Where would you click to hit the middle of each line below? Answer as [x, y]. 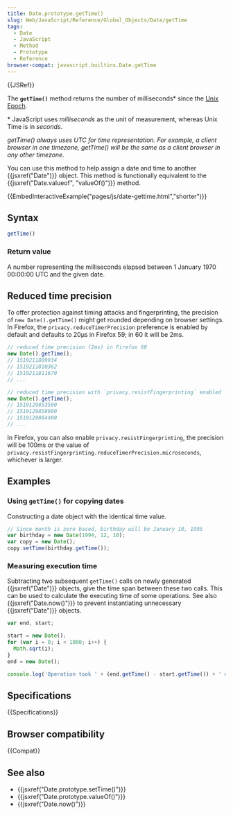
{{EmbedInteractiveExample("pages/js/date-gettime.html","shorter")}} [107, 196]
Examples [29, 481]
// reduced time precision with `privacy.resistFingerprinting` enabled [114, 392]
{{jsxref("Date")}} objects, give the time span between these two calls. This [115, 588]
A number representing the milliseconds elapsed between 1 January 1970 [112, 267]
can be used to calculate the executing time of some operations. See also [112, 596]
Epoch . [17, 105]
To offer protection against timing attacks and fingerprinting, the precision [113, 313]
